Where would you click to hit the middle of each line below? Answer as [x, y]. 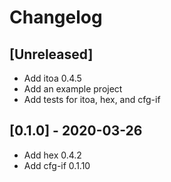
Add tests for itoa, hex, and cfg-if [92, 99]
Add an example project [73, 89]
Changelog [56, 17]
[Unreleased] [51, 54]
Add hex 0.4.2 [52, 155]
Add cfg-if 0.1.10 [57, 165]
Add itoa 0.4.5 [52, 78]
